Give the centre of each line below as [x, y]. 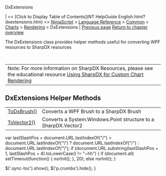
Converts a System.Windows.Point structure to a [98, 119]
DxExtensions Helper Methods [53, 98]
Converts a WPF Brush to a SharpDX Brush [92, 111]
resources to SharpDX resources [38, 47]
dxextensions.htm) [24, 22]
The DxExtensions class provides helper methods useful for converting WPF [83, 42]
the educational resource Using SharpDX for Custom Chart [76, 74]
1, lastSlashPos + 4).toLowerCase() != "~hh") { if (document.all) [70, 153]
